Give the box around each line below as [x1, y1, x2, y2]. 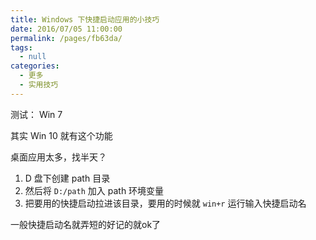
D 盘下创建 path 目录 [24, 172, 111, 184]
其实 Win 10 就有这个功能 [10, 129, 113, 141]
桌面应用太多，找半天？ [10, 151, 107, 163]
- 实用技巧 [19, 80, 59, 90]
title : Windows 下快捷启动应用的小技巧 [10, 14, 160, 25]
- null [19, 52, 47, 62]
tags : [10, 42, 33, 53]
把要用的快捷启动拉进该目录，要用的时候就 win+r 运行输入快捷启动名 [24, 197, 307, 209]
